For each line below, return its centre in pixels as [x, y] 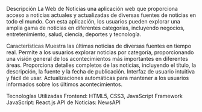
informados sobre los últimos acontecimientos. [65, 84]
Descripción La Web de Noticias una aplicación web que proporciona [92, 9]
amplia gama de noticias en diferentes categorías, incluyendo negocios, [96, 28]
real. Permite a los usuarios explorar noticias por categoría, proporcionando [100, 52]
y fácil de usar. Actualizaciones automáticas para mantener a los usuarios [98, 78]
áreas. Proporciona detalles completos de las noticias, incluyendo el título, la [101, 65]
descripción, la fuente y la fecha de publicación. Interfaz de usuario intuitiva [100, 71]
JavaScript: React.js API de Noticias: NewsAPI [63, 102]
